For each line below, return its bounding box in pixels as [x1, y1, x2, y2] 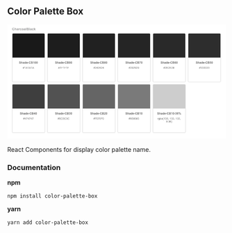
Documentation [7, 162, 61, 172]
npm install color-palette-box [7, 193, 98, 200]
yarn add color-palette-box [7, 219, 89, 226]
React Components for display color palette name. [7, 145, 151, 153]
